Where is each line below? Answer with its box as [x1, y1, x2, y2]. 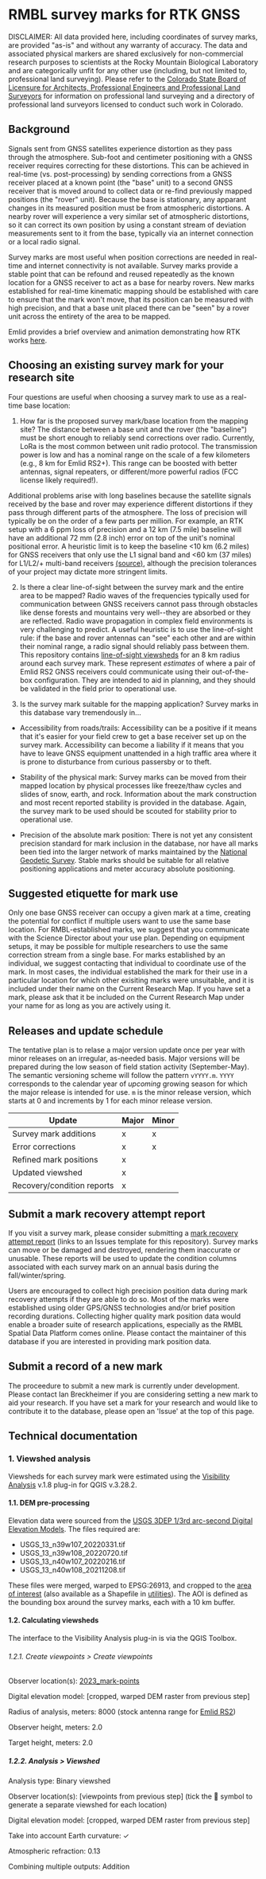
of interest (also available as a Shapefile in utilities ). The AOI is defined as [8, 1588, 249, 1598]
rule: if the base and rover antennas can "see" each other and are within [19, 633, 256, 643]
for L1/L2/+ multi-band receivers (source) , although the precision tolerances [8, 558, 257, 568]
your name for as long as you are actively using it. [8, 1001, 172, 1010]
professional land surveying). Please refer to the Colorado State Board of [8, 74, 247, 84]
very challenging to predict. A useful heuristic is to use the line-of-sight [19, 624, 253, 634]
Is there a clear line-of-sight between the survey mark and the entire [19, 582, 245, 592]
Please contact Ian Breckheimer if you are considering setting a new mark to [8, 1389, 258, 1399]
